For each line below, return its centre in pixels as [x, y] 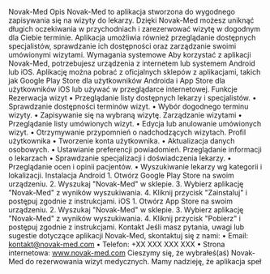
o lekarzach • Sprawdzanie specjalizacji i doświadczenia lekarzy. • [120, 158]
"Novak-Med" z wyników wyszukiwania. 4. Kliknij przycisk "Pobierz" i [125, 218]
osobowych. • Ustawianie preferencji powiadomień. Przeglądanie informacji [135, 150]
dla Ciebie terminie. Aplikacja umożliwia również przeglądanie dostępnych [132, 37]
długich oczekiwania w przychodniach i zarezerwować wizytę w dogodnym [135, 29]
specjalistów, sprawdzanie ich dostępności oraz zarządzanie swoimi [122, 46]
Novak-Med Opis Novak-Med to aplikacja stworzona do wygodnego [122, 12]
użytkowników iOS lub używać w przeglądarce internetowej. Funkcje [123, 89]
